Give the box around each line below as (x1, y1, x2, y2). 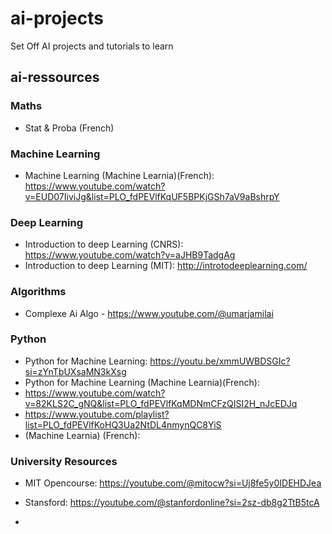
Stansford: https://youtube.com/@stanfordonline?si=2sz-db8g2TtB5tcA (24, 497, 320, 509)
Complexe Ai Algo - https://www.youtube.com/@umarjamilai (24, 307, 274, 319)
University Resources (10, 454, 118, 468)
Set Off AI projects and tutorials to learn (10, 40, 174, 52)
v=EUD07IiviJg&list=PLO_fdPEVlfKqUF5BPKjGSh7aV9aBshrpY (24, 190, 280, 202)
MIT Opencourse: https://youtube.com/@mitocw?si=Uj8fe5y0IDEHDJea (24, 477, 322, 489)
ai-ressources (10, 69, 100, 86)
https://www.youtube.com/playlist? (24, 408, 170, 420)
